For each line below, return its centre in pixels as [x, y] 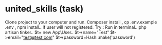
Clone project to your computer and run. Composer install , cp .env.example [81, 22]
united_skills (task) [44, 9]
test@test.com [38, 37]
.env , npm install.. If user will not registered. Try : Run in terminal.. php [76, 27]
